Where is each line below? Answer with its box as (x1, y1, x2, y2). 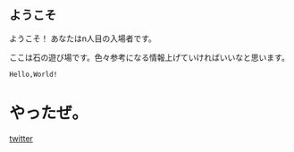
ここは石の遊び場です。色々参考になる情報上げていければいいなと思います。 (9, 52, 290, 63)
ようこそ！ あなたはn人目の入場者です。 (9, 33, 156, 44)
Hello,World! (9, 70, 58, 79)
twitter (9, 132, 34, 144)
